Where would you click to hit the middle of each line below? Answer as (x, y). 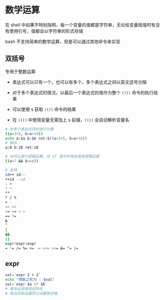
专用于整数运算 (20, 71)
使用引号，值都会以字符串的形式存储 (46, 31)
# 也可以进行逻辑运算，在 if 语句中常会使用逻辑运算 (52, 156)
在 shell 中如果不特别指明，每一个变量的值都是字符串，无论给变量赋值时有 (80, 25)
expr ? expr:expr (21, 244)
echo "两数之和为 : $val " (30, 280)
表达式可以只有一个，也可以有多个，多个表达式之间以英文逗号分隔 (79, 82)
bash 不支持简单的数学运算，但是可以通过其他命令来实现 (63, 41)
